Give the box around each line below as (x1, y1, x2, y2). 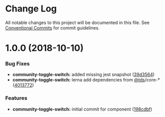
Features (5, 94, 28, 101)
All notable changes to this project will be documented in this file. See (5, 19, 150, 25)
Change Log (5, 3, 57, 14)
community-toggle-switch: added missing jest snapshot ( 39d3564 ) (12, 71, 155, 77)
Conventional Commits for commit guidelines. (5, 24, 100, 30)
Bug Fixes (5, 60, 30, 67)
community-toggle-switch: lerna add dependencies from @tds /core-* (12, 77, 160, 83)
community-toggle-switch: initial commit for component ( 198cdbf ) (12, 106, 152, 112)
